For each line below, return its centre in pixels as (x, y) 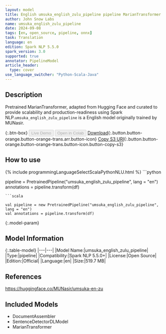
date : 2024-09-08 (23, 28)
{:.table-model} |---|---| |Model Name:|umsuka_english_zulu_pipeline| (77, 250)
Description (24, 95)
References (23, 276)
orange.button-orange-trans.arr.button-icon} (51, 139)
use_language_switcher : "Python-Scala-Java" (52, 75)
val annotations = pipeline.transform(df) (50, 213)
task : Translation (24, 38)
